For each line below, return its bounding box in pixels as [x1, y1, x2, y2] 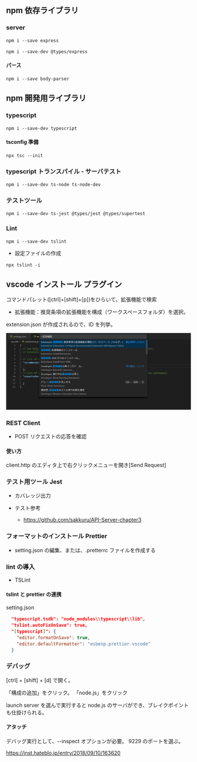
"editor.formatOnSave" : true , [16, 635, 91, 640]
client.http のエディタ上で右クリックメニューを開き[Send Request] [6, 462, 167, 469]
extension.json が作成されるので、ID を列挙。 [6, 321, 116, 328]
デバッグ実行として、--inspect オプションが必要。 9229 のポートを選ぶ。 [6, 738, 184, 745]
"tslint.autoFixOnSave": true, [11, 622, 88, 629]
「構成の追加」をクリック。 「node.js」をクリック [6, 689, 128, 696]
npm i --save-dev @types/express [6, 49, 88, 55]
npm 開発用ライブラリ [6, 93, 87, 103]
